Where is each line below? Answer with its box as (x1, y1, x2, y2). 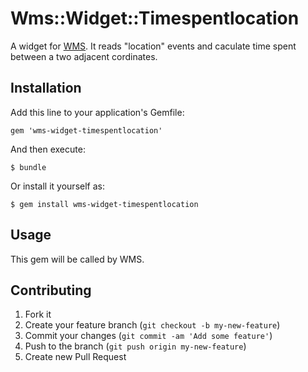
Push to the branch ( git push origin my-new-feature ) (24, 340, 247, 352)
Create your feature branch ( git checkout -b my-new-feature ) (24, 319, 281, 331)
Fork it (24, 308, 52, 321)
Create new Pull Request (24, 351, 127, 363)
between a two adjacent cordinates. (10, 50, 158, 62)
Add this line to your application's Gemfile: (10, 106, 185, 118)
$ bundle (10, 162, 47, 172)
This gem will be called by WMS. (10, 253, 145, 265)
